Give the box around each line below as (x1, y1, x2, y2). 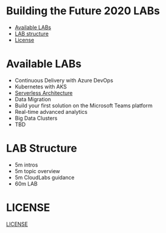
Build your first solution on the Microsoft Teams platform (14, 102, 153, 109)
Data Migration (14, 95, 52, 103)
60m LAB (14, 180, 38, 187)
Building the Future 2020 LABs (6, 4, 160, 18)
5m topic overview (14, 167, 60, 174)
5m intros (14, 161, 39, 168)
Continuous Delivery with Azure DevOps (14, 76, 114, 84)
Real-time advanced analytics (14, 108, 88, 115)
